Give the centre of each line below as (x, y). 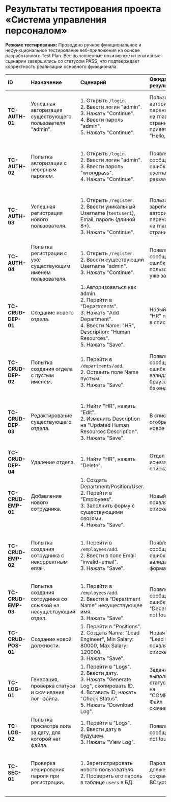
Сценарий (93, 82)
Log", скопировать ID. (107, 685)
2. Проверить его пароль (111, 776)
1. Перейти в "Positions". (111, 626)
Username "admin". (104, 266)
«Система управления (56, 20)
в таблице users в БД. (107, 782)
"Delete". (91, 465)
